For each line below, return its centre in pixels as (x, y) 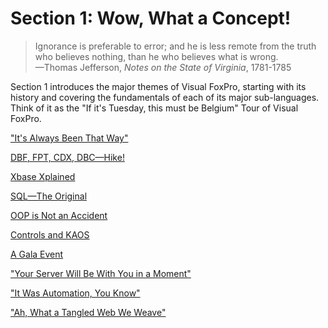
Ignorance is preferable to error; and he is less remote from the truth (175, 46)
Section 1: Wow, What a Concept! (151, 18)
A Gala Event (37, 254)
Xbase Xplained (43, 176)
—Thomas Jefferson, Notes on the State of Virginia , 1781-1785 (163, 67)
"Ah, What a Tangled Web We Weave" (88, 312)
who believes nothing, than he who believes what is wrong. (156, 56)
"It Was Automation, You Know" (75, 293)
